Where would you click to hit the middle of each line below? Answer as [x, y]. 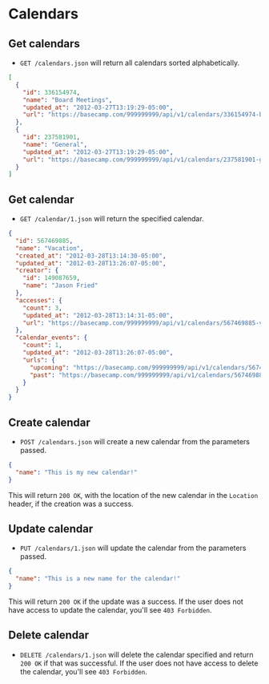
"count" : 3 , [42, 308]
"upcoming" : [49, 367]
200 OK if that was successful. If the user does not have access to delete [139, 663]
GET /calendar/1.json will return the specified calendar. [112, 219]
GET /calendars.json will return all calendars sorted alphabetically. [130, 63]
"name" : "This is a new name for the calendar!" [98, 579]
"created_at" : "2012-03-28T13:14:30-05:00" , [91, 256]
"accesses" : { [39, 300]
